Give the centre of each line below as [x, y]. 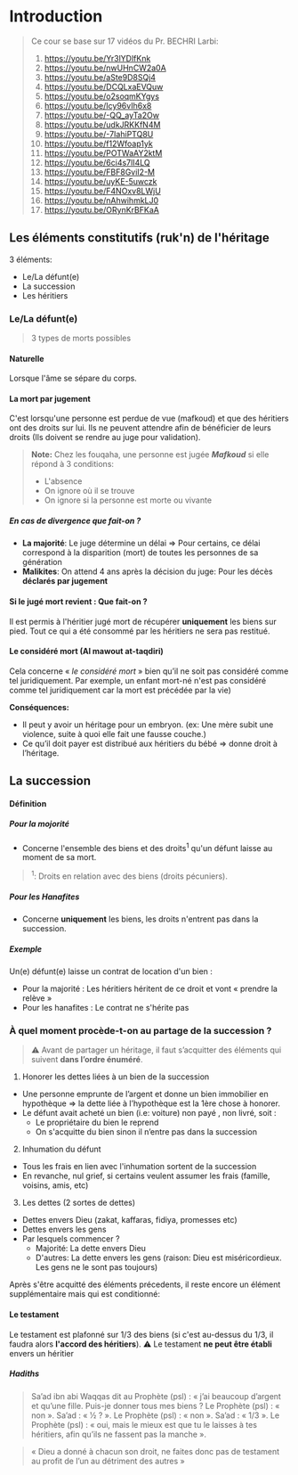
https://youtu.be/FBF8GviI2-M [100, 172]
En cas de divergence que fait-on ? [75, 521]
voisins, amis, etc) [55, 1185]
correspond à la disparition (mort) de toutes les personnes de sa [140, 553]
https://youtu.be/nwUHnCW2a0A [105, 68]
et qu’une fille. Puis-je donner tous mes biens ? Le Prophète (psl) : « [155, 1405]
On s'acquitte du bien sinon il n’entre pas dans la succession [146, 1132]
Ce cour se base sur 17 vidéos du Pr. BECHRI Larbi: [125, 41]
